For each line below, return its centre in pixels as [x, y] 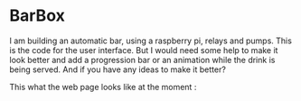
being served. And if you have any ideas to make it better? [118, 69]
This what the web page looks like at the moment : [103, 87]
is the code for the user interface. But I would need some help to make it [144, 50]
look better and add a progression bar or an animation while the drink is [142, 60]
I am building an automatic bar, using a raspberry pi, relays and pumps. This [150, 41]
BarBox [37, 16]
